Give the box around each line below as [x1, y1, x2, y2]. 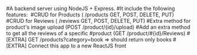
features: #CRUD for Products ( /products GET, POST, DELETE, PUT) [6, 11, 175, 18]
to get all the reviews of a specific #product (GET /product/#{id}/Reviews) [6, 30, 186, 37]
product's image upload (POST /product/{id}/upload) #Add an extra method [6, 23, 191, 30]
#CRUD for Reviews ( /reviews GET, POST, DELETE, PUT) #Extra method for [6, 18, 191, 24]
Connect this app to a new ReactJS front [28, 42, 127, 49]
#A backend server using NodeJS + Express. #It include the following [6, 5, 175, 12]
